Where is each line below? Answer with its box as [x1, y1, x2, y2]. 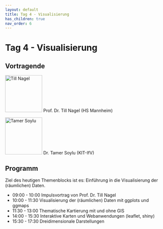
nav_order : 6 [5, 21, 32, 26]
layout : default [5, 7, 38, 12]
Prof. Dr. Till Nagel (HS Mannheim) [43, 108, 113, 114]
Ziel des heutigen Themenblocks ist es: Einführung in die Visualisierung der [5, 177, 159, 183]
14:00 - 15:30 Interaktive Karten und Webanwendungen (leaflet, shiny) [12, 213, 155, 219]
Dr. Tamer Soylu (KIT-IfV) [43, 150, 95, 156]
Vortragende [5, 62, 45, 70]
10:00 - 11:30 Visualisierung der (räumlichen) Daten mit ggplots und [12, 197, 149, 203]
